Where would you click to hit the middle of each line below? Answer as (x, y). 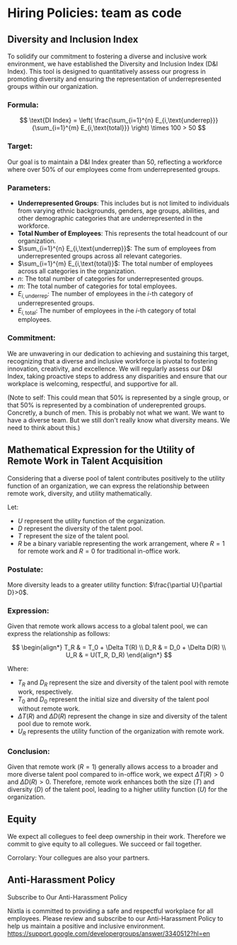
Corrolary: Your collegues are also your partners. (79, 858)
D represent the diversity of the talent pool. (80, 528)
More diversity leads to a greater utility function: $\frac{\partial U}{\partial (115, 584)
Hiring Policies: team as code (94, 13)
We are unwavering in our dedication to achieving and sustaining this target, (118, 354)
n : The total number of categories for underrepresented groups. (110, 278)
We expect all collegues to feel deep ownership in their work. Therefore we (117, 836)
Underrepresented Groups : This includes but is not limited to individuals (123, 203)
